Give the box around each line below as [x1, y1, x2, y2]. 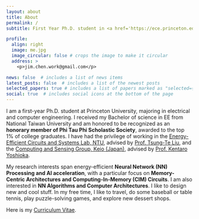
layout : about [6, 8, 41, 15]
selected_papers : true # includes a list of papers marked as [6, 86, 163, 92]
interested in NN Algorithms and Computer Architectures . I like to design [6, 182, 187, 189]
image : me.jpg [11, 47, 46, 54]
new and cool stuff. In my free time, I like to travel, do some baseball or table [6, 189, 192, 195]
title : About [6, 14, 38, 20]
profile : [6, 36, 28, 42]
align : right [11, 42, 44, 48]
